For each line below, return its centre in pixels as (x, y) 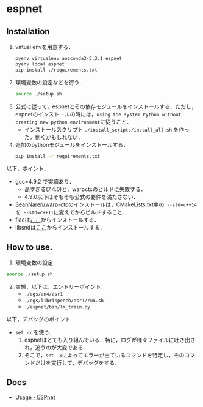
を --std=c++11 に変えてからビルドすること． (71, 212)
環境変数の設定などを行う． (50, 82)
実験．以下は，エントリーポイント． (61, 287)
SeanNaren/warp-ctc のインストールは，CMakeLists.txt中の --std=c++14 (106, 204)
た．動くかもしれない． (54, 137)
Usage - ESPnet (35, 397)
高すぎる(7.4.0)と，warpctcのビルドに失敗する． (85, 189)
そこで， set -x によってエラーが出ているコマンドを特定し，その (104, 355)
